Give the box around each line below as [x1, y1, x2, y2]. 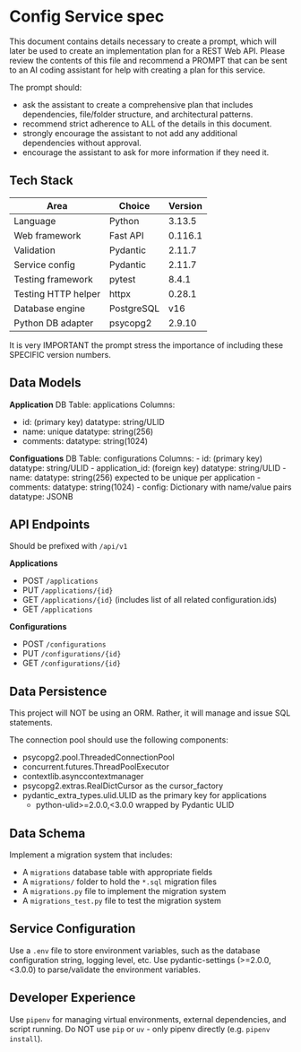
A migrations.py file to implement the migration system [21, 886, 227, 896]
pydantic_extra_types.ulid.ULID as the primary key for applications [21, 790, 267, 801]
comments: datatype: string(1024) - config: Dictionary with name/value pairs [9, 482, 292, 492]
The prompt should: [9, 82, 82, 92]
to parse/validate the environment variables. [38, 964, 202, 975]
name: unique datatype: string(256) [21, 426, 154, 437]
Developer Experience [9, 990, 136, 1005]
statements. [9, 717, 54, 728]
